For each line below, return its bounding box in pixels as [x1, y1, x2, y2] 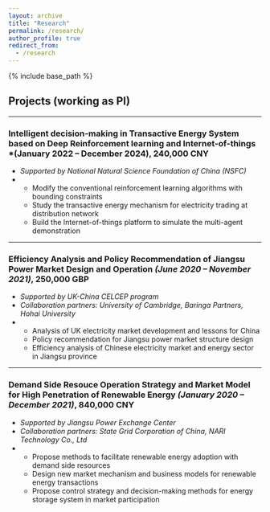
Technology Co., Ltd [19, 435, 88, 444]
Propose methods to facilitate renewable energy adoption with [31, 452, 239, 461]
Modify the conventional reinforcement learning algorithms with [31, 183, 243, 193]
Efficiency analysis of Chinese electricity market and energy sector [31, 343, 255, 353]
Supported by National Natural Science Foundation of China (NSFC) [19, 166, 247, 176]
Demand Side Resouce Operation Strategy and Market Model [8, 379, 251, 391]
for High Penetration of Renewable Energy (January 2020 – [8, 389, 244, 400]
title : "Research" [8, 19, 70, 27]
